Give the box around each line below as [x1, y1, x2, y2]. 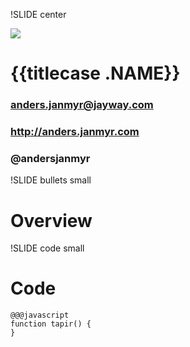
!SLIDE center [10, 9, 67, 20]
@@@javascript [10, 310, 70, 321]
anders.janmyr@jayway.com [10, 98, 154, 112]
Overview [10, 209, 93, 232]
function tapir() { [10, 319, 92, 329]
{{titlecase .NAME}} [10, 62, 181, 85]
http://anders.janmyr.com [10, 125, 140, 139]
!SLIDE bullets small [10, 174, 92, 186]
